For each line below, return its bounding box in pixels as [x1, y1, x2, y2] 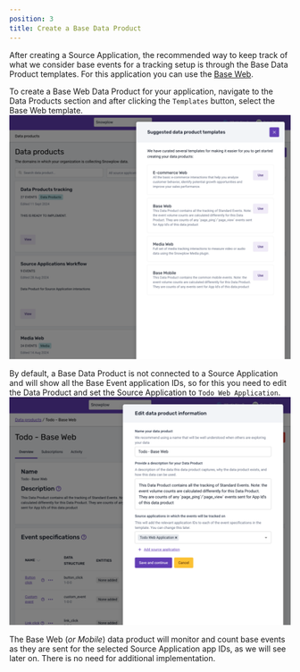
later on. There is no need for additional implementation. [9, 653, 216, 664]
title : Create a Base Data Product [9, 23, 142, 33]
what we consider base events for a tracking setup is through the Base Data [9, 59, 288, 70]
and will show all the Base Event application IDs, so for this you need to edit [9, 377, 287, 388]
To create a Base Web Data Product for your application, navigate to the [9, 86, 274, 97]
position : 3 [9, 14, 54, 23]
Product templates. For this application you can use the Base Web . [9, 68, 254, 80]
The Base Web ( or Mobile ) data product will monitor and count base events [9, 634, 286, 645]
